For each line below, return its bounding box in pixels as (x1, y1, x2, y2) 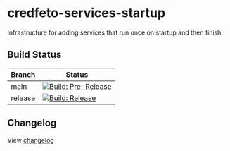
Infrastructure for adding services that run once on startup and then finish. (7, 28, 224, 37)
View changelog (7, 135, 54, 144)
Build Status (7, 49, 62, 61)
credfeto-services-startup (7, 5, 166, 21)
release (11, 93, 36, 103)
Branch (11, 69, 36, 79)
